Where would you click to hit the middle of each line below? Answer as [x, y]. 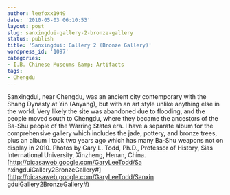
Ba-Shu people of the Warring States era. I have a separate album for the [110, 126]
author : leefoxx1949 [37, 13]
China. [137, 155]
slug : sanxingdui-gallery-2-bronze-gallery [70, 33]
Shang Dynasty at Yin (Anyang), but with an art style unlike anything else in [113, 104]
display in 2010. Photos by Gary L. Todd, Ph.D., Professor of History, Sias [110, 148]
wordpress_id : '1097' [38, 52]
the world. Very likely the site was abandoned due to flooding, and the [106, 111]
